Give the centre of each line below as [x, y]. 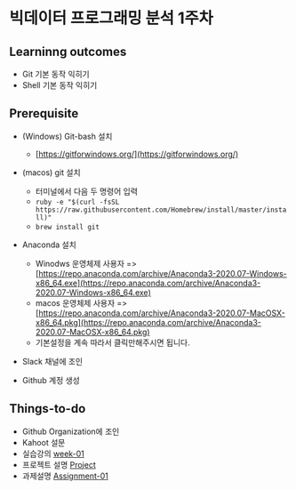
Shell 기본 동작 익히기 [60, 85]
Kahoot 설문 [44, 442]
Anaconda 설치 [49, 245]
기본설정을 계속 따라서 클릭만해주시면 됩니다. [112, 342]
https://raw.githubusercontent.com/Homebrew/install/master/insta [161, 210]
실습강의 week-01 [53, 454]
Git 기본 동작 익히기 [56, 74]
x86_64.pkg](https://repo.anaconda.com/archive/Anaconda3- [148, 322]
